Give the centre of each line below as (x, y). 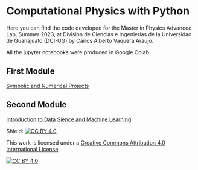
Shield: (15, 131)
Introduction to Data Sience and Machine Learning (69, 119)
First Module (30, 71)
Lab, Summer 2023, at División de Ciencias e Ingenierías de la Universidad (99, 34)
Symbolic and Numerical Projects (48, 86)
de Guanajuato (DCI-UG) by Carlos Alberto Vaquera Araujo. (80, 40)
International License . (33, 149)
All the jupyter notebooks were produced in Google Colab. (78, 52)
